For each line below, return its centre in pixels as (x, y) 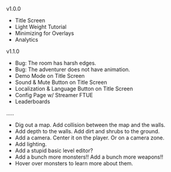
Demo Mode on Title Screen (50, 76)
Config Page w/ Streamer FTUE (54, 95)
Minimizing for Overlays (44, 33)
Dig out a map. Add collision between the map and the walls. (90, 125)
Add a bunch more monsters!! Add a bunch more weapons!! (89, 157)
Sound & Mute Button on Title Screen (61, 82)
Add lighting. (31, 144)
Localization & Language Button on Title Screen (74, 89)
